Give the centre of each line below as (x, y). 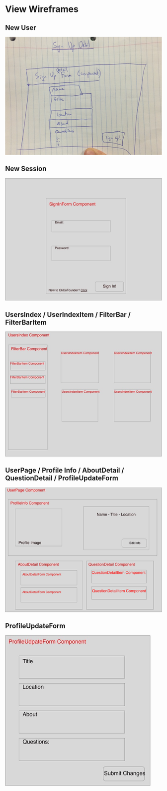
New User (21, 28)
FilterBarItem (26, 322)
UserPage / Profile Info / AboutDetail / (65, 470)
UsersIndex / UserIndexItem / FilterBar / (68, 315)
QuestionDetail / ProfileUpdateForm (62, 478)
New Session (26, 169)
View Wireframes (42, 9)
